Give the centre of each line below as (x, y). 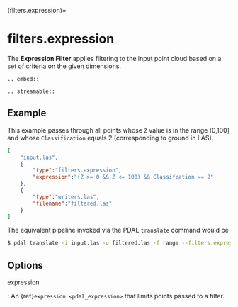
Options (25, 265)
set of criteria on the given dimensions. (64, 66)
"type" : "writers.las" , (66, 197)
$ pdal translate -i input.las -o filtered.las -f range (93, 243)
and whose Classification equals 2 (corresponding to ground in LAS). (110, 138)
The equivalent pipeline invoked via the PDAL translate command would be (118, 230)
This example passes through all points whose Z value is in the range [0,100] (119, 130)
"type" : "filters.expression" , (77, 171)
